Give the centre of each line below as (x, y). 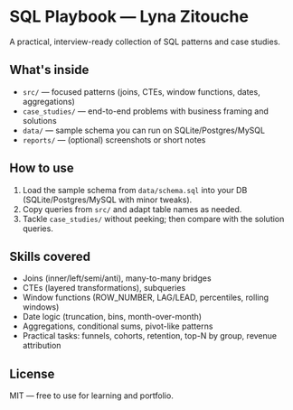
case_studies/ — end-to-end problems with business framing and (146, 111)
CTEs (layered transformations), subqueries (104, 288)
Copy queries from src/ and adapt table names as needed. (132, 209)
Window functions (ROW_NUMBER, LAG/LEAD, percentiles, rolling (146, 298)
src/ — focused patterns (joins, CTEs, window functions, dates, (141, 91)
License (32, 373)
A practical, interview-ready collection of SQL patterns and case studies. (145, 42)
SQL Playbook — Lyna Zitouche (129, 17)
